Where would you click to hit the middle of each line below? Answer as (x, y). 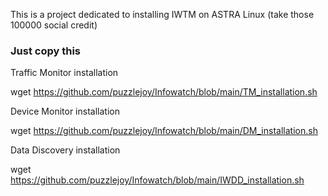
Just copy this (45, 51)
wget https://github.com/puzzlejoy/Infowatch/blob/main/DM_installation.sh (164, 131)
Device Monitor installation (65, 111)
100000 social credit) (54, 25)
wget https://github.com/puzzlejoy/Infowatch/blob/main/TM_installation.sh (164, 92)
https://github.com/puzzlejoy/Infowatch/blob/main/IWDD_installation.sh (157, 180)
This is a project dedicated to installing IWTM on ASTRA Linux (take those (162, 14)
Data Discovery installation (65, 150)
